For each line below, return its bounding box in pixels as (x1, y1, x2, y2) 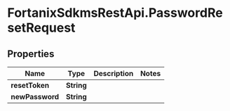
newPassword (11, 92, 60, 101)
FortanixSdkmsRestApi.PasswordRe (7, 5, 223, 21)
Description (93, 69, 134, 78)
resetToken (11, 81, 50, 90)
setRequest (7, 20, 76, 36)
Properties (7, 48, 55, 60)
